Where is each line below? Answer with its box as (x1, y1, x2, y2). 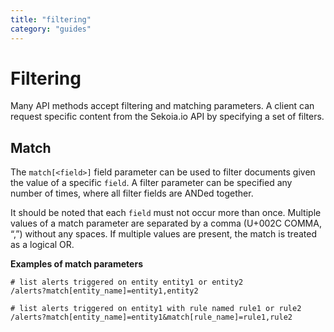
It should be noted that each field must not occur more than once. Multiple (10, 207, 322, 219)
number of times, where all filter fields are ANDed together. (10, 187, 254, 200)
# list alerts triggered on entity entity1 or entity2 (10, 277, 244, 288)
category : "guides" (10, 24, 92, 34)
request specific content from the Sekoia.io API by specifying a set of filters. (10, 111, 325, 123)
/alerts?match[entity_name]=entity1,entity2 (10, 286, 199, 296)
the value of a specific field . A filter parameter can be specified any (10, 177, 293, 189)
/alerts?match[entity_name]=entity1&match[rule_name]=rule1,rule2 (10, 312, 293, 323)
